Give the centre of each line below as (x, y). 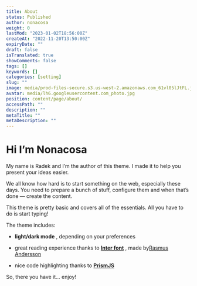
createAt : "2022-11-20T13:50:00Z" (48, 39)
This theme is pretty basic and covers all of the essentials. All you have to (95, 208)
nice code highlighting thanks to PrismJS (64, 265)
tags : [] (17, 66)
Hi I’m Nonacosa (47, 150)
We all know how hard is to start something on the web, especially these (93, 184)
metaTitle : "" (23, 115)
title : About (22, 11)
